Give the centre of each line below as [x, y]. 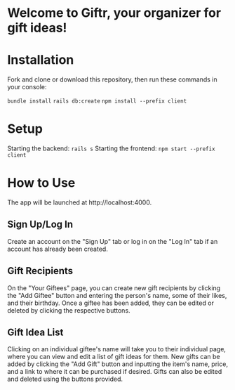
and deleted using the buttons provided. [65, 379]
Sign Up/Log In [40, 225]
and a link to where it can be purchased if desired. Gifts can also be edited [115, 372]
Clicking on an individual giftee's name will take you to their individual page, [117, 349]
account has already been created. [58, 249]
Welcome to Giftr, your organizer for [114, 13]
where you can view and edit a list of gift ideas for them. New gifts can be [114, 357]
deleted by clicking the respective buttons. [69, 310]
